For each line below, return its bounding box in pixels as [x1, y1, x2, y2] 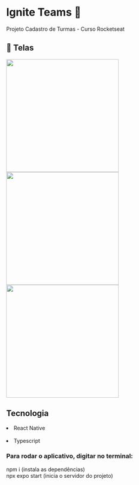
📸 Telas [6, 43, 34, 53]
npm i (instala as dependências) [6, 466, 85, 473]
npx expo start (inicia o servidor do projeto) [6, 472, 113, 479]
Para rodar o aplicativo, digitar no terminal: [6, 452, 134, 460]
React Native [14, 424, 46, 431]
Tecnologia [6, 409, 49, 419]
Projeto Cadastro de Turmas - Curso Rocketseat [6, 25, 125, 32]
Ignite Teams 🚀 [6, 5, 81, 19]
